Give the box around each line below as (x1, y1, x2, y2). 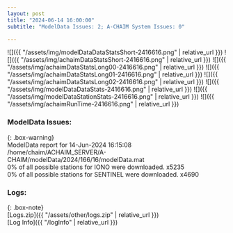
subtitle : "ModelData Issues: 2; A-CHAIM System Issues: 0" (7, 23, 186, 30)
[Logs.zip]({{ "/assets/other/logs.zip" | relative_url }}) (7, 210, 159, 219)
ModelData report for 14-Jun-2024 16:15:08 (7, 140, 132, 149)
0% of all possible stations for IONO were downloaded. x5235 (7, 163, 185, 171)
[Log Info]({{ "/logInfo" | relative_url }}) (7, 218, 118, 226)
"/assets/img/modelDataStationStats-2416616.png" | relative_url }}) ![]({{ (7, 93, 214, 101)
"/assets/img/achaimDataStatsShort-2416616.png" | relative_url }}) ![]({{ (20, 56, 227, 64)
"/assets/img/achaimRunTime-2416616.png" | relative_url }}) (7, 100, 179, 109)
